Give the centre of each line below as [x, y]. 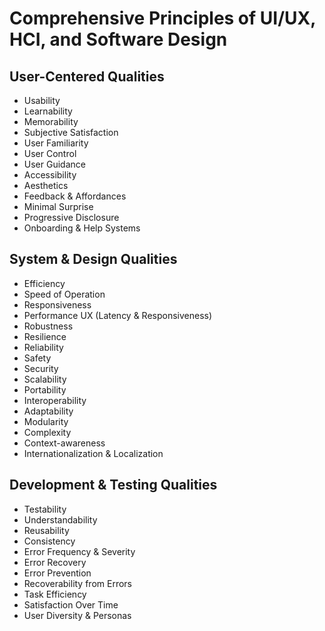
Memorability [51, 121]
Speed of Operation [64, 294]
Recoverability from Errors [77, 583]
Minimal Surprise [58, 206]
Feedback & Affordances [75, 196]
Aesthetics [46, 185]
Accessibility [50, 175]
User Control [50, 153]
